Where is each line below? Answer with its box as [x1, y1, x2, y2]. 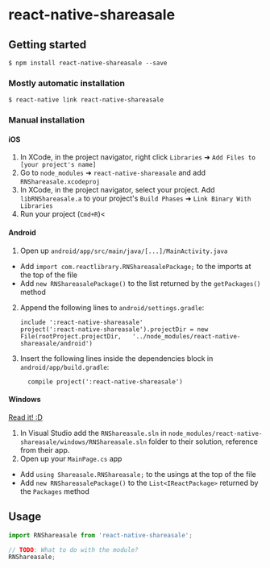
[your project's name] [19, 161, 97, 169]
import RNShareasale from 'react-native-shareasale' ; [8, 531, 193, 539]
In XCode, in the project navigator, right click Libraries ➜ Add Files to [19, 152, 256, 162]
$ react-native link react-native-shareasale [8, 96, 164, 104]
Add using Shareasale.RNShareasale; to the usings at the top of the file [19, 469, 256, 479]
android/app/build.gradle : [19, 362, 110, 371]
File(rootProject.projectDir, [19, 332, 123, 340]
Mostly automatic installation [8, 77, 126, 89]
